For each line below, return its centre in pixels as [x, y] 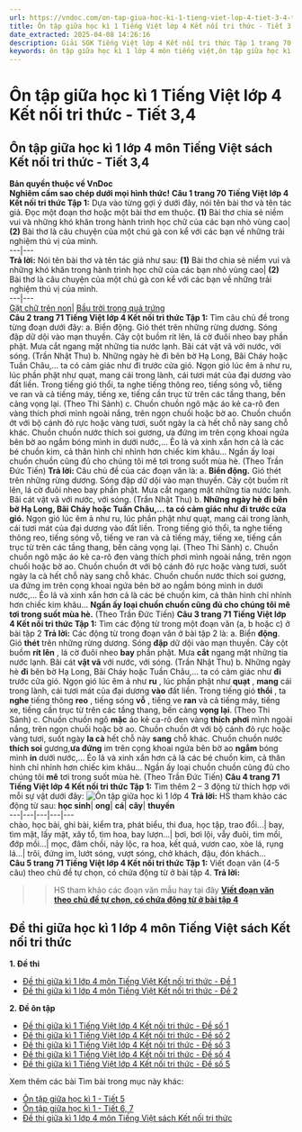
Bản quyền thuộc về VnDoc [62, 184]
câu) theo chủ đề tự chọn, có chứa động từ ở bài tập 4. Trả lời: [125, 873]
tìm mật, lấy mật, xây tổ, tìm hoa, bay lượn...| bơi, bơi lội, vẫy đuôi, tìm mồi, [146, 835]
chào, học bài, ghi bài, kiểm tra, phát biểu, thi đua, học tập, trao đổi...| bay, [147, 825]
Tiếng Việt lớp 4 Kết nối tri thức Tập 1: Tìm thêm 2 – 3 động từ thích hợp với [150, 787]
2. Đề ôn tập [32, 1008]
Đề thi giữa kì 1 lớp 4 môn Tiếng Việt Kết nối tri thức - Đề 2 [130, 991]
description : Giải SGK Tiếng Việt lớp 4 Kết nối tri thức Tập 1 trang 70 [151, 43]
